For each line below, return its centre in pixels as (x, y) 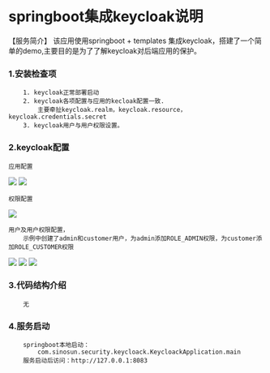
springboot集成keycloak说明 (106, 17)
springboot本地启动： (56, 345)
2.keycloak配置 (39, 148)
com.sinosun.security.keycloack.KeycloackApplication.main (139, 352)
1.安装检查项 (32, 74)
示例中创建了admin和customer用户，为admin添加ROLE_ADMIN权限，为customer (140, 238)
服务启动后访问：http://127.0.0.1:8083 (86, 361)
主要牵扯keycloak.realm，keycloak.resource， (112, 110)
